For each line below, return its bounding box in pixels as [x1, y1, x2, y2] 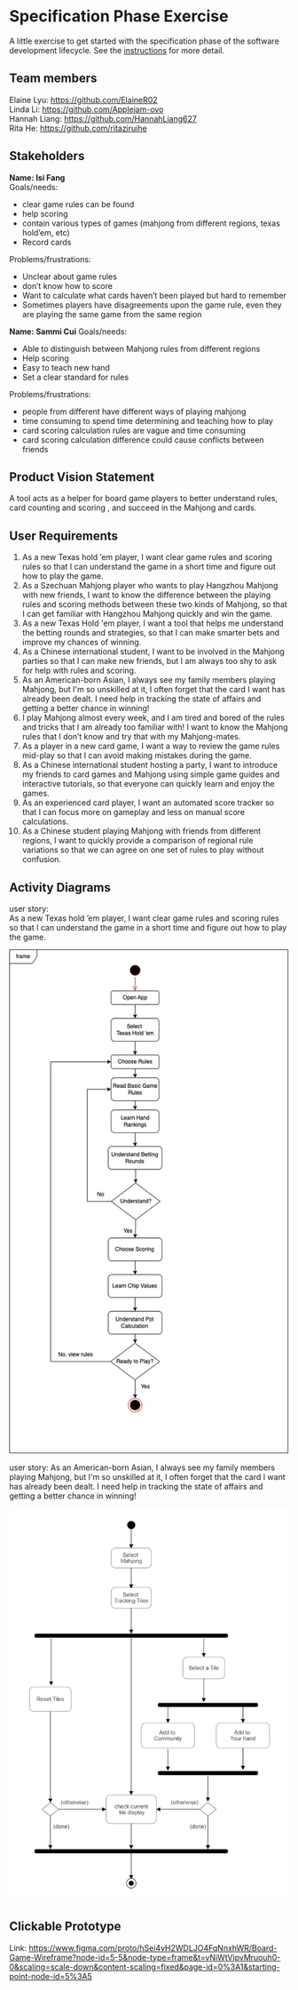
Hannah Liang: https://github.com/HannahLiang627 [9, 113, 197, 124]
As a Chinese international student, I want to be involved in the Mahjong [21, 646, 286, 657]
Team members [9, 71, 98, 86]
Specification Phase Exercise [9, 6, 229, 27]
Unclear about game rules [21, 271, 118, 282]
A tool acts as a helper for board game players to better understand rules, [9, 493, 278, 504]
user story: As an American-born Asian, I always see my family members [9, 1462, 276, 1473]
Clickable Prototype [9, 1919, 122, 1934]
